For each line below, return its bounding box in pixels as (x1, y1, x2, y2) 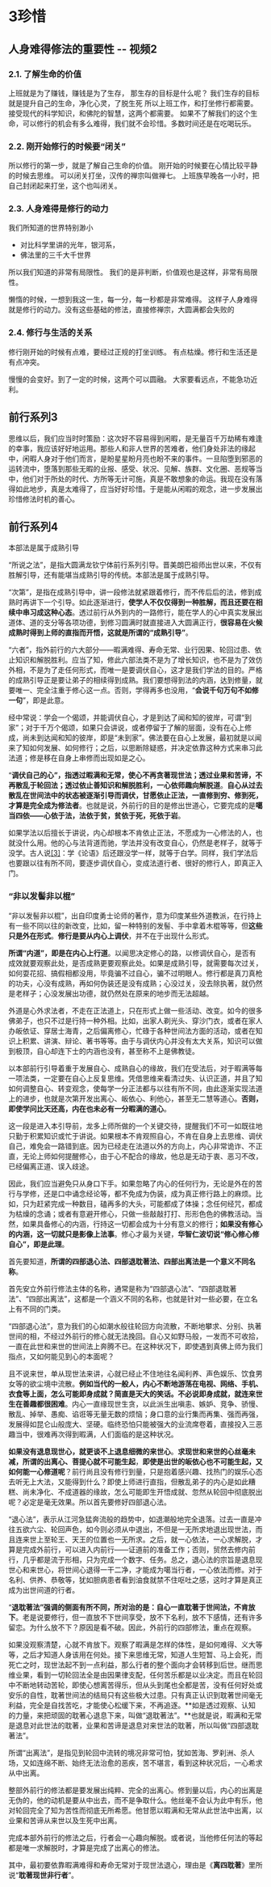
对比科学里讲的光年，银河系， (19, 240, 119, 250)
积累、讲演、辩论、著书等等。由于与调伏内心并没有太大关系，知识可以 (22, 1036, 256, 1046)
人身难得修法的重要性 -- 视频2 (8, 42, 157, 56)
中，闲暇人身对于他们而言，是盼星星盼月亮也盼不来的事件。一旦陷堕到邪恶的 (8, 454, 263, 463)
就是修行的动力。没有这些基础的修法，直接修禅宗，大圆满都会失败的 (8, 305, 235, 315)
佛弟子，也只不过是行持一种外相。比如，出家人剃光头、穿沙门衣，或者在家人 (8, 1016, 263, 1026)
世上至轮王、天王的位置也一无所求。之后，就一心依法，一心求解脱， (29, 1534, 256, 1544)
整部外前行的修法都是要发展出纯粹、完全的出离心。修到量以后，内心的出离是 (8, 1785, 263, 1795)
